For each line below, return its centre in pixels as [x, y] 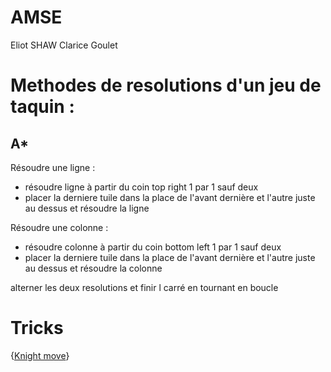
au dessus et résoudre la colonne [93, 268]
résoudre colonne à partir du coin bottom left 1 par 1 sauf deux [153, 247]
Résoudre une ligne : [53, 167]
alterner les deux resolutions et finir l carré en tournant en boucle [144, 287]
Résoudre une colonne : [59, 227]
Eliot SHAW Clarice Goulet [64, 45]
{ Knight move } [40, 355]
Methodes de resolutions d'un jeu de [166, 85]
